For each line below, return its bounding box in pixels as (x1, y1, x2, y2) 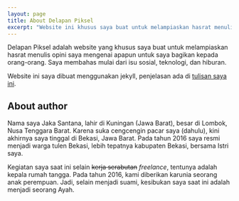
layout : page (7, 10, 46, 18)
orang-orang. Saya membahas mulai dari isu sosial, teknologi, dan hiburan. (7, 58, 227, 67)
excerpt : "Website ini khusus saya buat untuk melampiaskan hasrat (7, 23, 212, 31)
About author (7, 100, 68, 112)
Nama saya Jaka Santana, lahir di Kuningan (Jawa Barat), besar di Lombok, (7, 119, 228, 128)
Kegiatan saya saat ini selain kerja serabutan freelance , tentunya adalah (7, 163, 218, 171)
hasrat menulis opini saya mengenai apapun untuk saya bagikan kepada (7, 50, 218, 59)
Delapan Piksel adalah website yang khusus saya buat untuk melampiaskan (7, 43, 228, 52)
